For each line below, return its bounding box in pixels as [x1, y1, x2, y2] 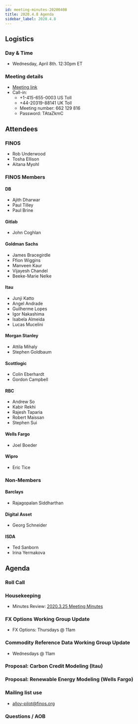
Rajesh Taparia [12, 409, 43, 415]
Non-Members [5, 477, 41, 483]
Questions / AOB [5, 713, 46, 720]
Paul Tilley [12, 202, 34, 208]
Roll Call [5, 579, 25, 586]
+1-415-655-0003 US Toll [19, 95, 72, 101]
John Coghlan [12, 230, 41, 236]
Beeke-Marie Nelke [12, 273, 52, 279]
